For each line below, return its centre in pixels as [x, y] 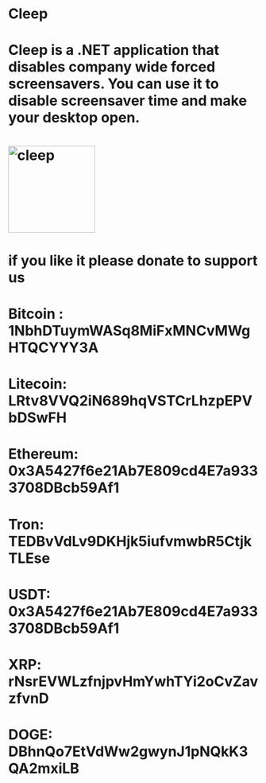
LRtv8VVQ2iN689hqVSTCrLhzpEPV [130, 401]
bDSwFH [38, 418]
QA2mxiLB [44, 769]
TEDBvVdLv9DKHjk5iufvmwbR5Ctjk [130, 541]
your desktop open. [74, 118]
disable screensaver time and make [128, 101]
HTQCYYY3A [54, 347]
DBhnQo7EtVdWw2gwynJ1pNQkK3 [128, 752]
